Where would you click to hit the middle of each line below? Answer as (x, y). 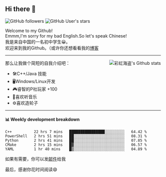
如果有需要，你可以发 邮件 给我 (35, 159)
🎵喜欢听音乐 (24, 96)
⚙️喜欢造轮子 (25, 103)
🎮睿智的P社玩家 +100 (35, 89)
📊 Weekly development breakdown (42, 120)
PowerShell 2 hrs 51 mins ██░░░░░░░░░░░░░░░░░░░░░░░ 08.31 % (76, 136)
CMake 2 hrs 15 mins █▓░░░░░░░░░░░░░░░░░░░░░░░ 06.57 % (76, 145)
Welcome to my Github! (29, 31)
